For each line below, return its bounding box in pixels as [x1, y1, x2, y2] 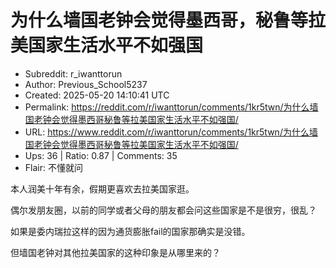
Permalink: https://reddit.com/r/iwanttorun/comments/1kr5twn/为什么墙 [24, 101, 319, 113]
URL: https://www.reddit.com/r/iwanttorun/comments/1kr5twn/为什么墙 [24, 126, 318, 138]
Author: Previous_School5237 [24, 78, 148, 90]
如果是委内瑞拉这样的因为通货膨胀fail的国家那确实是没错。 [10, 225, 251, 237]
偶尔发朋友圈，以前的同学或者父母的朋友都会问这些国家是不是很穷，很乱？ [10, 204, 317, 216]
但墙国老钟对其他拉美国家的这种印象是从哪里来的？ [10, 246, 221, 258]
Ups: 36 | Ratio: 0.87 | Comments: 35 [24, 149, 178, 161]
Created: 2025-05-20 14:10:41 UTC [24, 89, 170, 101]
